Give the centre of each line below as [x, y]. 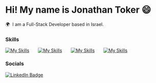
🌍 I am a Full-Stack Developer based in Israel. [54, 24]
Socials [15, 64]
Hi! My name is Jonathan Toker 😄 [78, 10]
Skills [12, 39]
